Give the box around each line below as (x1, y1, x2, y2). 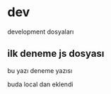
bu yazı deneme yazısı (7, 66, 73, 74)
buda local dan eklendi (7, 80, 74, 88)
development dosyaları (7, 27, 74, 36)
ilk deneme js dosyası (7, 48, 105, 60)
